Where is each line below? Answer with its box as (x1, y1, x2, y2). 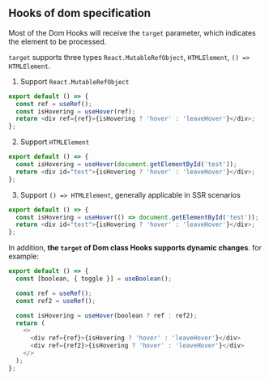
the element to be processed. (8, 36, 107, 46)
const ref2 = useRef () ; (15, 297, 96, 305)
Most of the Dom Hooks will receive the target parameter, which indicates (8, 28, 257, 37)
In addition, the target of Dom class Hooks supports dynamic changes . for (8, 243, 262, 253)
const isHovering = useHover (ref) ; (15, 107, 136, 116)
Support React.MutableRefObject (19, 76, 130, 86)
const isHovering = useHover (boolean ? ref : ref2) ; (15, 311, 198, 319)
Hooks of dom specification (8, 6, 152, 20)
